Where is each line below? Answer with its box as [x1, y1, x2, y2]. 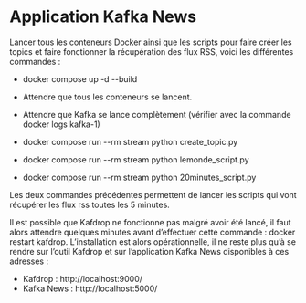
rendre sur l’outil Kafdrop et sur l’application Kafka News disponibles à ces [9, 246, 290, 256]
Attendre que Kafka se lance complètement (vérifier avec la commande [22, 109, 291, 120]
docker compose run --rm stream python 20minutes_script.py [22, 172, 257, 183]
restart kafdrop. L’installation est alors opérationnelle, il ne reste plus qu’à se [9, 235, 297, 247]
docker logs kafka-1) [22, 119, 100, 130]
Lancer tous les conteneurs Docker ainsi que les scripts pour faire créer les [9, 37, 292, 47]
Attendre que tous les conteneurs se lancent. [22, 91, 193, 102]
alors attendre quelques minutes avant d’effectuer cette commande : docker [9, 226, 296, 237]
